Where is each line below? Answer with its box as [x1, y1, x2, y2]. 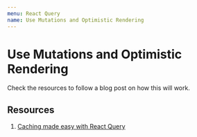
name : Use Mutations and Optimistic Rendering [7, 17, 144, 24]
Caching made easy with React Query [17, 122, 126, 131]
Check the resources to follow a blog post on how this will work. [7, 84, 191, 92]
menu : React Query [7, 10, 60, 17]
